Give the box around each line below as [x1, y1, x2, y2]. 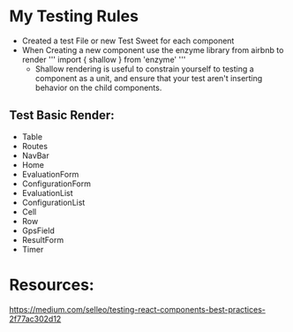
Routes [21, 140, 49, 151]
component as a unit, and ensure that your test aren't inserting [34, 72, 263, 83]
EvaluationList [21, 187, 73, 198]
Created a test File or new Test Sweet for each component [21, 35, 235, 46]
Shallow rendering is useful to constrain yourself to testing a [34, 64, 254, 74]
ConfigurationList [21, 197, 86, 207]
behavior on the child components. [34, 82, 162, 93]
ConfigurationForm [21, 178, 91, 189]
